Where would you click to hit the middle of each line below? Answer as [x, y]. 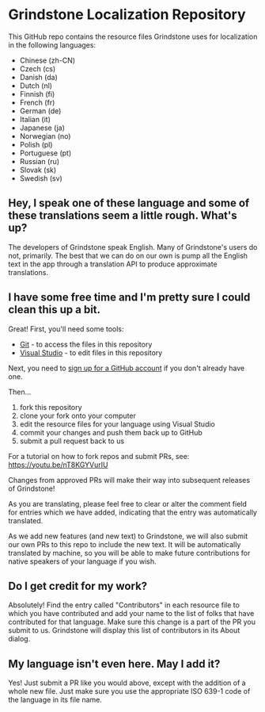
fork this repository [51, 407]
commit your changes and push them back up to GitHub [111, 432]
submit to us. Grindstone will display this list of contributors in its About [124, 630]
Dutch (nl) [36, 86]
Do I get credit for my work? [78, 586]
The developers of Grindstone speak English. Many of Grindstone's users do [133, 247]
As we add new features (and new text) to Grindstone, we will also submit [128, 536]
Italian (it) [35, 119]
